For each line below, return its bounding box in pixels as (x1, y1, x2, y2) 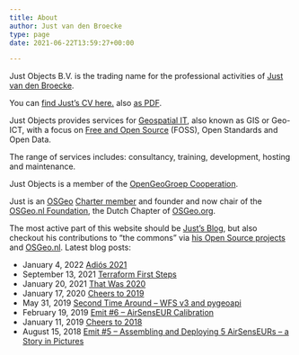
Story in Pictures (22, 336, 84, 347)
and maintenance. (9, 161, 76, 172)
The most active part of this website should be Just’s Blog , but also (9, 223, 258, 234)
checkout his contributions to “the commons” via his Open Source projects (9, 233, 286, 244)
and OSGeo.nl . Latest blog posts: (9, 242, 132, 253)
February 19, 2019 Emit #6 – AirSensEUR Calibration (22, 307, 214, 318)
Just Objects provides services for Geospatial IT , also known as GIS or (9, 115, 270, 126)
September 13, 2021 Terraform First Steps (22, 269, 177, 280)
